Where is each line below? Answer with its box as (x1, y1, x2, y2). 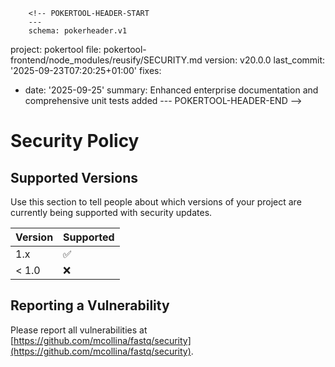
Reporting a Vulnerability (10, 297, 170, 314)
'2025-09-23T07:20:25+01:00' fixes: (10, 65, 162, 76)
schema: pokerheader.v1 (28, 26, 128, 36)
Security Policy (10, 130, 140, 153)
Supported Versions (10, 169, 138, 186)
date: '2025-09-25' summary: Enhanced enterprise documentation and (24, 84, 319, 96)
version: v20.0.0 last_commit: (204, 54, 326, 66)
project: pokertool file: (10, 44, 102, 55)
